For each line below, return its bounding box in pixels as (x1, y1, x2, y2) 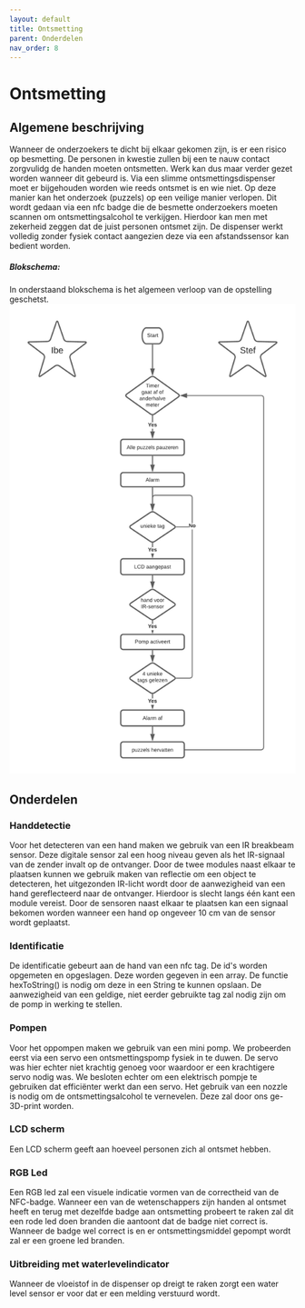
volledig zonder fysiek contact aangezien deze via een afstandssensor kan (9, 231, 290, 242)
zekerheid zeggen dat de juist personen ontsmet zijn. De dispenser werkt (9, 221, 283, 232)
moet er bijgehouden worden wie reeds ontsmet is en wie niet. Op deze (9, 183, 277, 194)
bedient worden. (9, 241, 71, 252)
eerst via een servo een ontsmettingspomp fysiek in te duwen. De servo (9, 1052, 279, 1063)
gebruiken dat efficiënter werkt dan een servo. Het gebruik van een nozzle (9, 1081, 289, 1092)
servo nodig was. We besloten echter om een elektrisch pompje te (9, 1071, 258, 1082)
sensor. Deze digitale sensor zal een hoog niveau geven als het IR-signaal (9, 849, 286, 860)
